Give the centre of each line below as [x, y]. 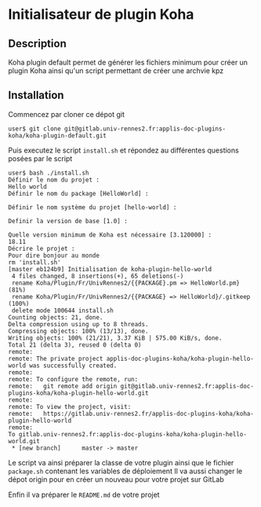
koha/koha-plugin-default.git [58, 135]
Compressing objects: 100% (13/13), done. [78, 331]
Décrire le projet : [42, 248]
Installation [36, 96]
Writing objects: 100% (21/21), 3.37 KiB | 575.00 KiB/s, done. [115, 338]
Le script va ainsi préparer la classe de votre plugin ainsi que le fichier [121, 462]
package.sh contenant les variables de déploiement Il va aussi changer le [125, 471]
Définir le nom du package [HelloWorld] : [78, 193]
